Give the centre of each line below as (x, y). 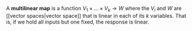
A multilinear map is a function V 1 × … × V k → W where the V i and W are (94, 9)
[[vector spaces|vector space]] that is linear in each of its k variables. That (96, 15)
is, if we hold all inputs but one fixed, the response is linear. (78, 22)
